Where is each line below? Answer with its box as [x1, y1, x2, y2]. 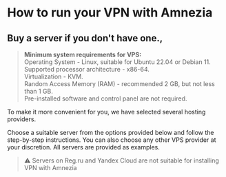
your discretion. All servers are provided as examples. [7, 143, 160, 151]
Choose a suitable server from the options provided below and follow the [7, 129, 214, 136]
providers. [7, 115, 37, 123]
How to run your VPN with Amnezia [7, 5, 213, 21]
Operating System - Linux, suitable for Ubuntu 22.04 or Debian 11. [23, 58, 212, 66]
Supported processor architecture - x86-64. [23, 65, 150, 73]
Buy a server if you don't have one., [7, 32, 163, 44]
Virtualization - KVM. [23, 72, 84, 81]
